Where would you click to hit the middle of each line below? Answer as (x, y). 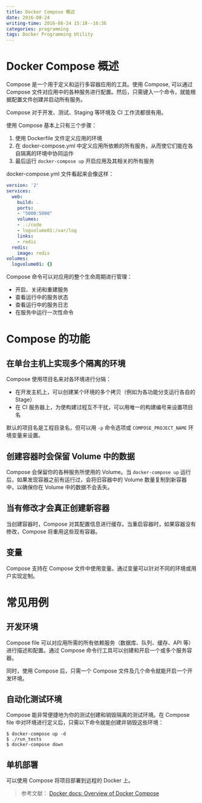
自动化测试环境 (34, 700)
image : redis (34, 253)
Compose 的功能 (48, 339)
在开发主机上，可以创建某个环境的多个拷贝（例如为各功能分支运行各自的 (105, 392)
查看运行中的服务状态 (41, 297)
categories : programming (37, 29)
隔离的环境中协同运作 (47, 154)
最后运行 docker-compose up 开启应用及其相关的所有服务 (85, 161)
